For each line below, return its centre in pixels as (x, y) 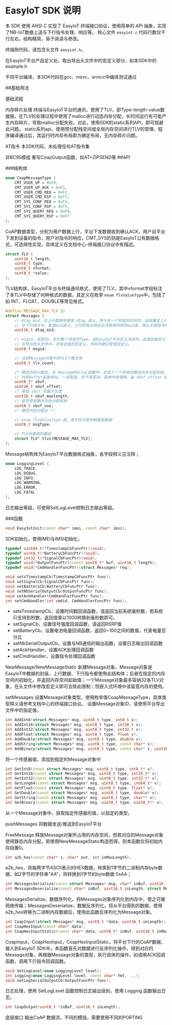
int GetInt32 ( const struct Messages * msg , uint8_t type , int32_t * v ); (82, 779)
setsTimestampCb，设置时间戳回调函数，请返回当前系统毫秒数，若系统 (88, 611)
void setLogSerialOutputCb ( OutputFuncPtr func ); (58, 980)
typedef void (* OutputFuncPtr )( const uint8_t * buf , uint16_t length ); (81, 563)
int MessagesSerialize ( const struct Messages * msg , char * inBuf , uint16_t (87, 884)
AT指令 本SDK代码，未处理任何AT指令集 (48, 146)
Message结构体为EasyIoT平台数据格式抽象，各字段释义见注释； (72, 454)
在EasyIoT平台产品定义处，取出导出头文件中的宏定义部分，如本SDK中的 (81, 60)
